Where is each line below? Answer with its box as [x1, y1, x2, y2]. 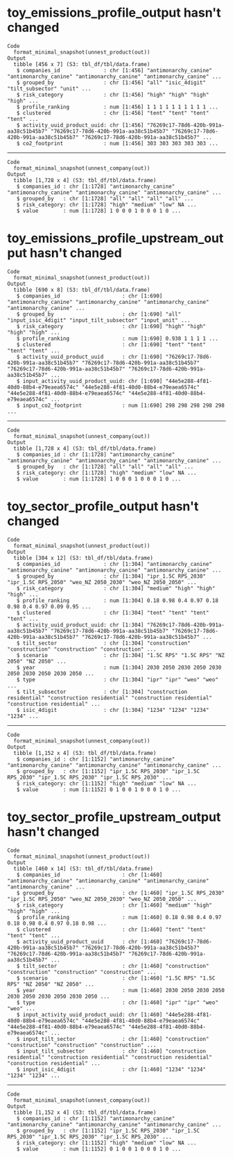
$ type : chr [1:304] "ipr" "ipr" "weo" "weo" [16, 676, 218, 683]
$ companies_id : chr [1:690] [16, 292, 163, 300]
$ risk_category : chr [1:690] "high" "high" [16, 323, 207, 330]
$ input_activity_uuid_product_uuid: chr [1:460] [16, 1011, 163, 1018]
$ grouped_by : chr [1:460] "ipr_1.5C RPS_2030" [16, 889, 225, 896]
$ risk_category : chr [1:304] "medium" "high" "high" [16, 585, 216, 592]
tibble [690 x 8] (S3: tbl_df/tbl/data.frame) [13, 286, 150, 293]
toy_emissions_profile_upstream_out [7, 231, 224, 246]
